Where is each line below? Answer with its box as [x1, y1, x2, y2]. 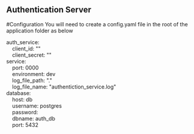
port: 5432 [11, 121, 39, 128]
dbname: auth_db [11, 115, 55, 122]
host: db [11, 96, 33, 103]
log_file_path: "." [11, 77, 52, 84]
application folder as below [6, 27, 73, 34]
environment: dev [11, 70, 56, 77]
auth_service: [6, 38, 40, 45]
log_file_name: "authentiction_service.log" [11, 83, 117, 90]
